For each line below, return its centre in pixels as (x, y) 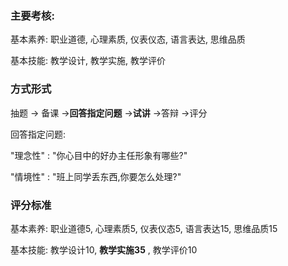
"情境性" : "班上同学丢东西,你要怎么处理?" (96, 176)
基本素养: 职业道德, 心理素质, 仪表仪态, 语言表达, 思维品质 (128, 39)
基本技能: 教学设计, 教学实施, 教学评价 (88, 61)
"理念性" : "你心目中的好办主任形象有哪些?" (99, 155)
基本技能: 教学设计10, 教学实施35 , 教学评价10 (104, 249)
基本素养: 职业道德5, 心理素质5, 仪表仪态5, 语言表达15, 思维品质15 (144, 228)
